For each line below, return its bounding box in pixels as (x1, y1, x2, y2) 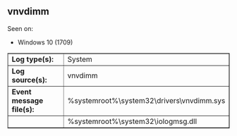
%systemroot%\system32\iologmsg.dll (67, 116, 197, 126)
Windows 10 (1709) (17, 38, 73, 47)
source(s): (11, 75, 47, 85)
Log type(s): (11, 54, 54, 64)
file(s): (11, 104, 35, 114)
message (11, 95, 44, 105)
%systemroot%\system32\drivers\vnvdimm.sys (67, 95, 226, 105)
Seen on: (7, 24, 34, 32)
